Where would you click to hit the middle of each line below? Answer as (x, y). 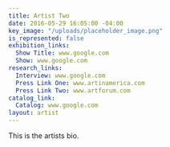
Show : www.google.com (52, 61)
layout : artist (34, 113)
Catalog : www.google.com (57, 105)
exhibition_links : (39, 46)
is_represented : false (46, 38)
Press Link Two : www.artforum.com (73, 90)
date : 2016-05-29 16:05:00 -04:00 (66, 23)
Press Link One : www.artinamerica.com (81, 83)
